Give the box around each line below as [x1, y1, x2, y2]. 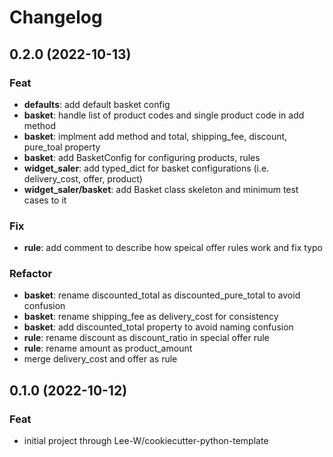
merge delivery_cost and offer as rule [23, 353, 178, 365]
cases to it [23, 194, 67, 206]
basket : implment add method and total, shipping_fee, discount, [23, 130, 288, 142]
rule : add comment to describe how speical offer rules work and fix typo [23, 242, 323, 254]
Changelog [9, 6, 103, 29]
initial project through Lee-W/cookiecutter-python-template [23, 435, 269, 447]
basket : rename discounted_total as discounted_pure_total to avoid [23, 289, 301, 301]
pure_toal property [23, 141, 101, 153]
